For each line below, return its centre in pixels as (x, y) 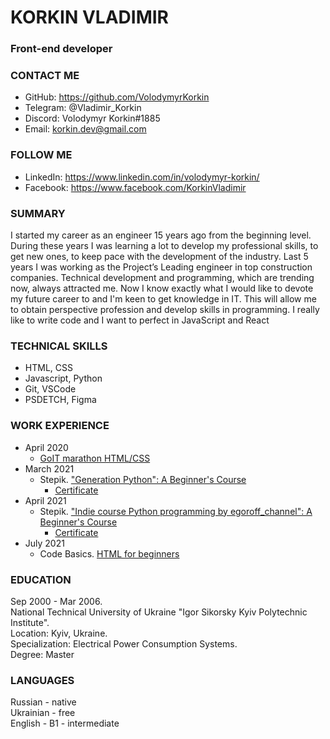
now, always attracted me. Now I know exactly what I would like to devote (162, 288)
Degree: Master (42, 654)
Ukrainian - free (43, 713)
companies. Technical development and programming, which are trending (162, 277)
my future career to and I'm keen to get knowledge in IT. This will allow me (163, 299)
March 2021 (49, 468)
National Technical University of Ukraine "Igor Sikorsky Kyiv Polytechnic (159, 612)
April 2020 (46, 447)
